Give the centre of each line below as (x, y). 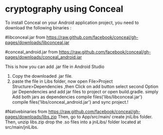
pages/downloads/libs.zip (31, 116)
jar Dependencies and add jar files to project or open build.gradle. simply (85, 91)
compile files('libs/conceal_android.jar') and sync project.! (70, 102)
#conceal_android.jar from (31, 52)
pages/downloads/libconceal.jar (37, 42)
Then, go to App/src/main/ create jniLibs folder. (105, 116)
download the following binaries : (38, 27)
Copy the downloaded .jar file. (42, 76)
